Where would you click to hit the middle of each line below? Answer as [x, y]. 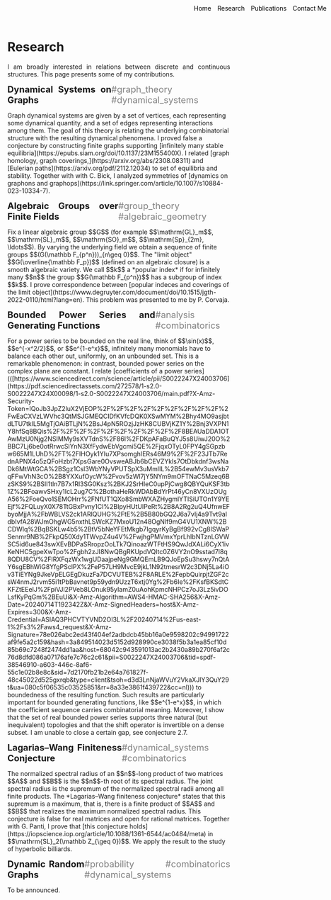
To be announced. [34, 890]
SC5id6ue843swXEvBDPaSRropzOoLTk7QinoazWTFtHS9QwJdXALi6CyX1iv [118, 544]
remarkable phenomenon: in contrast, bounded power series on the [106, 363]
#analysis [175, 315]
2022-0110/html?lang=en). [46, 299]
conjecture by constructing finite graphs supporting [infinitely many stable [116, 145]
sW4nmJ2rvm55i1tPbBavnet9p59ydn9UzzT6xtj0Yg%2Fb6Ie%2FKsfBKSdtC [118, 582]
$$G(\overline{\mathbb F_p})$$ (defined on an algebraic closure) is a [109, 261]
